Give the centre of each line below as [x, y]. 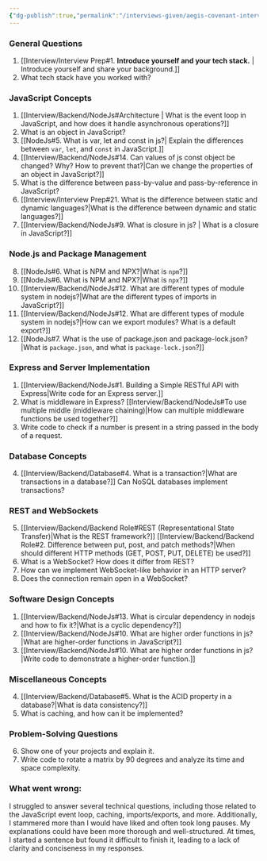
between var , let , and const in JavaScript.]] [92, 149]
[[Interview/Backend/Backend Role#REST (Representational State [127, 528]
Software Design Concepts [62, 599]
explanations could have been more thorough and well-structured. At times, [132, 831]
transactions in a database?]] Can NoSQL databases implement [124, 482]
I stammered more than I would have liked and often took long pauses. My [130, 823]
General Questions [46, 43]
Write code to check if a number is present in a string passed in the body [139, 427]
